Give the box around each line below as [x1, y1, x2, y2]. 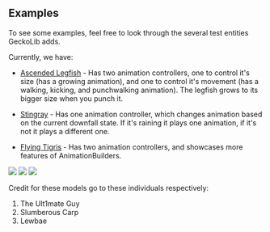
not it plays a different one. [19, 126, 110, 136]
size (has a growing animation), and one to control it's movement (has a [19, 76, 259, 86]
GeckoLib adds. [8, 36, 61, 46]
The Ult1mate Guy [19, 198, 80, 209]
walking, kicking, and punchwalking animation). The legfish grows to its [19, 85, 259, 95]
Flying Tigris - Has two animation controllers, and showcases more [19, 141, 243, 152]
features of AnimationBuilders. [19, 150, 122, 160]
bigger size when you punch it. [19, 93, 124, 103]
